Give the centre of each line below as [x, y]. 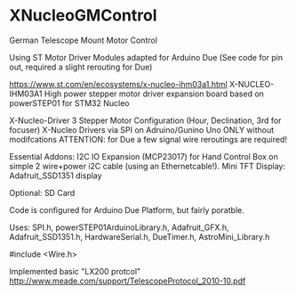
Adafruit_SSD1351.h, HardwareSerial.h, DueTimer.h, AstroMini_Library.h [140, 236]
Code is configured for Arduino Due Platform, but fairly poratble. [127, 209]
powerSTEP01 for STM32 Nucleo [69, 102]
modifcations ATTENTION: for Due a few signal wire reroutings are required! [148, 139]
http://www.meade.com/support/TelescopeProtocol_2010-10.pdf [128, 281]
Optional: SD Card [42, 193]
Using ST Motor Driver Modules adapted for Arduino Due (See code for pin [146, 57]
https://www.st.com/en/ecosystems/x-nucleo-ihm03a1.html [119, 84]
